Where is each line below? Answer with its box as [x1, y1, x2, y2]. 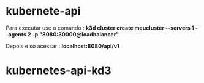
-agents [6, 30, 27, 38]
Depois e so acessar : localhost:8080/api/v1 [6, 42, 120, 50]
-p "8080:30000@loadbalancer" [32, 30, 119, 38]
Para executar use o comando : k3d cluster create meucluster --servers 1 [6, 24, 194, 32]
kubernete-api [6, 4, 81, 18]
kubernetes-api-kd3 [6, 64, 111, 78]
